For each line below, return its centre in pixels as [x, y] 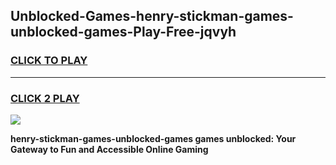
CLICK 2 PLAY [45, 98]
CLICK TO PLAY [49, 61]
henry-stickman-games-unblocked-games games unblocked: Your [153, 138]
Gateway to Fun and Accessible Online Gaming [109, 149]
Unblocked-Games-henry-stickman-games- [152, 16]
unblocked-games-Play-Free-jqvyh [123, 32]
